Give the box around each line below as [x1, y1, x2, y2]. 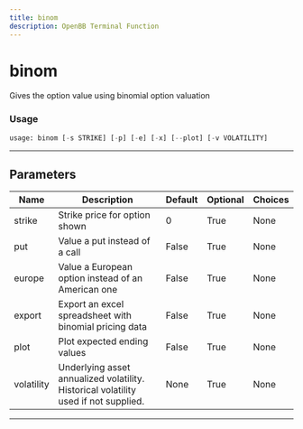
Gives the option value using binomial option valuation [9, 90, 210, 101]
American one [58, 284, 118, 296]
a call [58, 246, 81, 258]
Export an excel [58, 298, 124, 311]
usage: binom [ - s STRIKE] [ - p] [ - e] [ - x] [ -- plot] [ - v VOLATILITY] [9, 133, 269, 143]
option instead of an [58, 272, 143, 284]
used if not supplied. [58, 395, 145, 407]
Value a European [58, 261, 133, 274]
